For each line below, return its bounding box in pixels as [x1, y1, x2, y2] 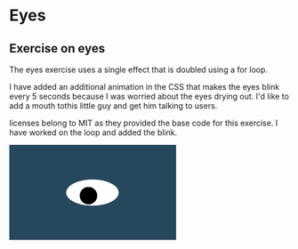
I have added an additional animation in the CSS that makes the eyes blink [9, 82, 280, 92]
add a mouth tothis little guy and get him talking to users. [9, 100, 218, 111]
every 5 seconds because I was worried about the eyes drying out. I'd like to [9, 91, 289, 101]
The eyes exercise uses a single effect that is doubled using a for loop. [9, 64, 269, 75]
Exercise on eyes [9, 41, 105, 56]
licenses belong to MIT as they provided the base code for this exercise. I [9, 117, 278, 128]
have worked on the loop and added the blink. [9, 127, 178, 138]
